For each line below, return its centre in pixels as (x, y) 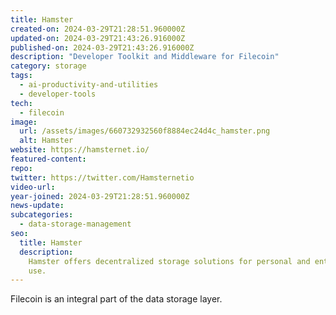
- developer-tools (58, 94)
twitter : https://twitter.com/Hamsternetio (102, 177)
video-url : (33, 187)
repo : (21, 168)
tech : (21, 103)
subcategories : (42, 215)
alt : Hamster (46, 141)
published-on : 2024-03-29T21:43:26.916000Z (102, 47)
